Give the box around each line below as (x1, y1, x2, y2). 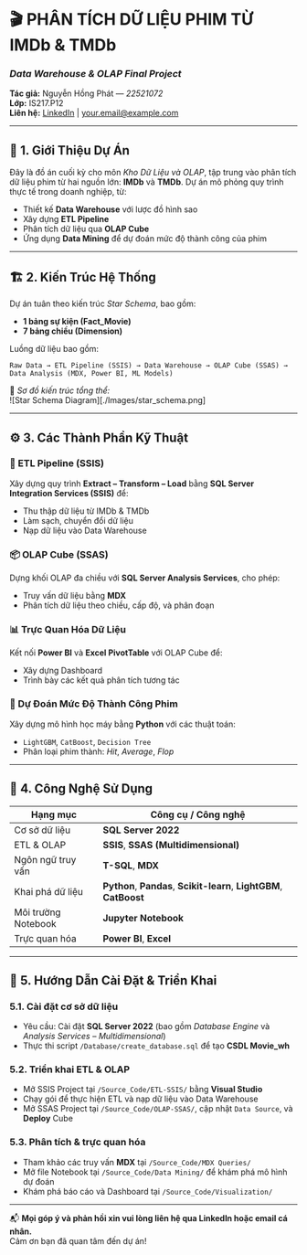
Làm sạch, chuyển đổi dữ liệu (22, 515, 134, 526)
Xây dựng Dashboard (22, 665, 103, 676)
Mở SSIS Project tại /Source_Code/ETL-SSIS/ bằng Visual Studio (22, 1084, 263, 1095)
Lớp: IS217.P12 (9, 98, 64, 109)
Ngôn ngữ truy (14, 853, 77, 866)
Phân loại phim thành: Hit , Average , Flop (22, 746, 175, 757)
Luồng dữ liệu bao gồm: (9, 344, 99, 355)
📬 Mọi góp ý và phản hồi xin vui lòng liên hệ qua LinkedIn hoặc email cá (9, 1212, 288, 1223)
